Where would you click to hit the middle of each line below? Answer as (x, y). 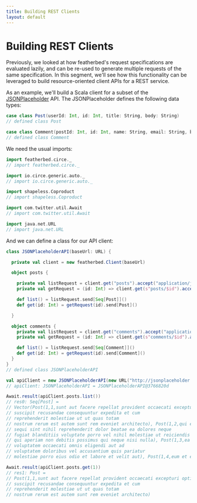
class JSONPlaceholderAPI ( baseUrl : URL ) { (59, 251)
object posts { (30, 273)
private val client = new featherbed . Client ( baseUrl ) (78, 262)
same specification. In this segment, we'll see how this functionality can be (96, 75)
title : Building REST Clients (43, 11)
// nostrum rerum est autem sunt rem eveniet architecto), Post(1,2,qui (97, 424)
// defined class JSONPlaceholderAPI (52, 370)
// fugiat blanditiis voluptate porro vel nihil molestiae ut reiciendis (98, 435)
